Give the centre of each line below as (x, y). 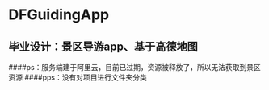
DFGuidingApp (59, 15)
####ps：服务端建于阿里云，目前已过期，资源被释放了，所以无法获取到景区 (134, 67)
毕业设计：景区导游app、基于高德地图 (103, 46)
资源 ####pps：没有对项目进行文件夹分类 (78, 77)
